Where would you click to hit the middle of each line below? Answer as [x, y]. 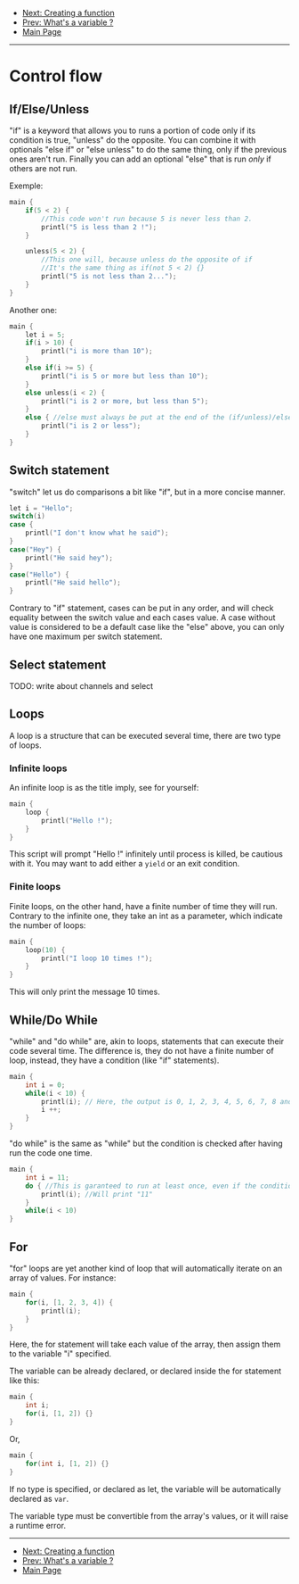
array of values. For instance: [63, 1278]
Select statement [58, 664]
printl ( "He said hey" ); [69, 558]
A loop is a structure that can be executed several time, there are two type [145, 735]
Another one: [33, 310]
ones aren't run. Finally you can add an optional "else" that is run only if [140, 159]
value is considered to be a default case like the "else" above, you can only [147, 627]
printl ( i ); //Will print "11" [97, 1194]
